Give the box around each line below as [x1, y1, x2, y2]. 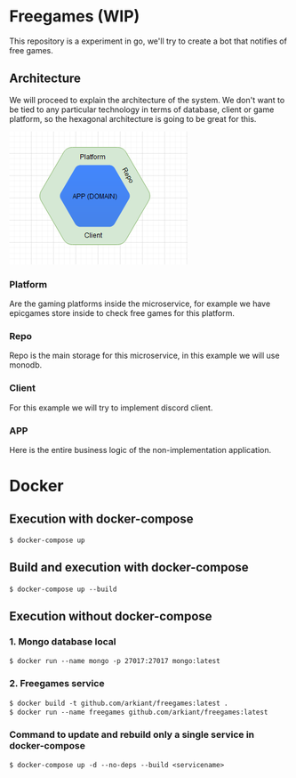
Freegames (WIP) [9, 6, 140, 27]
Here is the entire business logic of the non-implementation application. [9, 444, 272, 455]
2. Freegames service [9, 677, 105, 690]
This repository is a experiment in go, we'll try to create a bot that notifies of [9, 36, 287, 46]
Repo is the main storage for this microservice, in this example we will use [9, 350, 280, 361]
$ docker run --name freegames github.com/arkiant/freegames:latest [9, 708, 268, 717]
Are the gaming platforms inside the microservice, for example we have [9, 298, 271, 309]
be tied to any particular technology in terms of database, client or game [9, 104, 275, 115]
